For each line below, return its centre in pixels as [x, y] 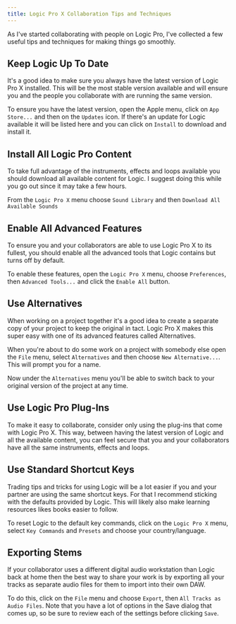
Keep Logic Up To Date [58, 64]
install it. [19, 132]
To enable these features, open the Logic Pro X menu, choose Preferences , [117, 274]
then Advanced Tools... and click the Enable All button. [89, 282]
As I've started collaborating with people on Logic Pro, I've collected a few [115, 34]
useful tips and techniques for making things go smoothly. [92, 41]
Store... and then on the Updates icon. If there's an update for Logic [106, 117]
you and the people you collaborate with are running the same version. [110, 95]
